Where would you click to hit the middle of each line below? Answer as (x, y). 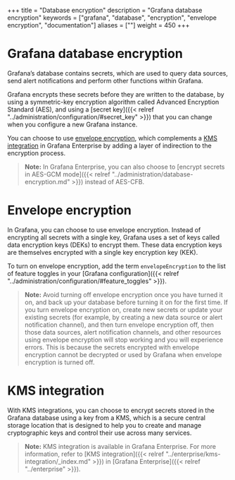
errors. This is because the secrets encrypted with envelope (112, 347)
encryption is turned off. (59, 362)
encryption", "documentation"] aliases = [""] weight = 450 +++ (99, 25)
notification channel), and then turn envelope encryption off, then (119, 325)
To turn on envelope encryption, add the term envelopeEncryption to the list (117, 266)
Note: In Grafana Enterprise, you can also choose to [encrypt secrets (125, 167)
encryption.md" (47, 181)
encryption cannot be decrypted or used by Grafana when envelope (123, 354)
